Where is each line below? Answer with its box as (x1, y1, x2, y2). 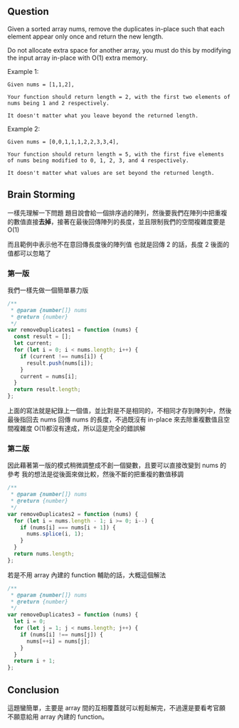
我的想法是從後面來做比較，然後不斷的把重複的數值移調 (21, 470, 184, 478)
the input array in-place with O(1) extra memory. (7, 53, 148, 62)
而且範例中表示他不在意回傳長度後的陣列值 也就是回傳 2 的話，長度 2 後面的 (7, 240, 230, 248)
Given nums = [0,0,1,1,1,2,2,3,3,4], (7, 138, 119, 145)
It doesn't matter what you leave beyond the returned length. (7, 112, 199, 119)
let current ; (14, 340, 53, 347)
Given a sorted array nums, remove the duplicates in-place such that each (7, 24, 225, 33)
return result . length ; (14, 386, 81, 393)
